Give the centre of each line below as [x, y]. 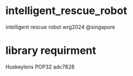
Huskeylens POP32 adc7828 [40, 67]
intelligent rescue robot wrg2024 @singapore [60, 27]
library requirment [51, 51]
